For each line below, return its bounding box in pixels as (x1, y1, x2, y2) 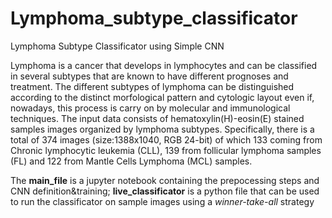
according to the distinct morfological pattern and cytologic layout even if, (10, 91, 315, 103)
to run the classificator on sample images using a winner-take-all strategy (10, 195, 315, 207)
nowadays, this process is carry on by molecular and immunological (10, 102, 291, 114)
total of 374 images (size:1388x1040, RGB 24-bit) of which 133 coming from (10, 133, 323, 146)
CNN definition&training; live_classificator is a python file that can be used (10, 185, 320, 197)
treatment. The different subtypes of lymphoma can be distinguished (10, 80, 295, 92)
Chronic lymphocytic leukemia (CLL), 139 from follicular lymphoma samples (10, 144, 322, 156)
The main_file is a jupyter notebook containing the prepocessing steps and (10, 174, 320, 186)
